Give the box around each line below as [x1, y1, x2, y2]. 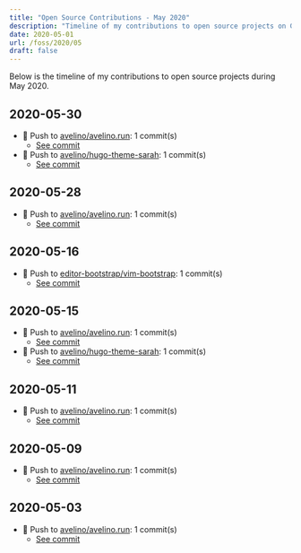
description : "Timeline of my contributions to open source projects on [9, 22, 287, 30]
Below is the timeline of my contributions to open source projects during [9, 71, 276, 82]
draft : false [9, 47, 58, 56]
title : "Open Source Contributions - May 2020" [9, 13, 191, 22]
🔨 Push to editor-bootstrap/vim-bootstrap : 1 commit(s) [21, 268, 223, 279]
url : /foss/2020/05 [9, 38, 82, 48]
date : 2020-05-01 [9, 30, 74, 39]
